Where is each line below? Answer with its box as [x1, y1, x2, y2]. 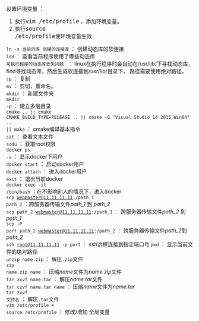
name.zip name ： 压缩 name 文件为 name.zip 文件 [6, 268, 122, 275]
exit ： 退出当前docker [6, 175, 64, 182]
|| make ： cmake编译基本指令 [6, 125, 81, 133]
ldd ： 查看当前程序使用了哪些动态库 [6, 53, 96, 59]
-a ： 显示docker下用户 [6, 153, 63, 160]
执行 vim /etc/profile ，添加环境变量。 [14, 18, 123, 25]
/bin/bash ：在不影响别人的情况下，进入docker [6, 188, 122, 195]
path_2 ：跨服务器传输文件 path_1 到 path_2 [6, 201, 111, 207]
